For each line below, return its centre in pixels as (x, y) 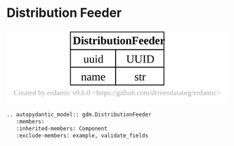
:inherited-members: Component (62, 129)
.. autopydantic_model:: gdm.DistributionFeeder (79, 115)
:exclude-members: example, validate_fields (82, 136)
